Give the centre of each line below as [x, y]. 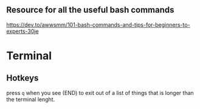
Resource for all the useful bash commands [90, 10]
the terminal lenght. [31, 99]
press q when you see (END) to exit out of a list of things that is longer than [100, 93]
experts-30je [22, 31]
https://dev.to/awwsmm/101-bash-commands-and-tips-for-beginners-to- [98, 24]
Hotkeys [22, 78]
